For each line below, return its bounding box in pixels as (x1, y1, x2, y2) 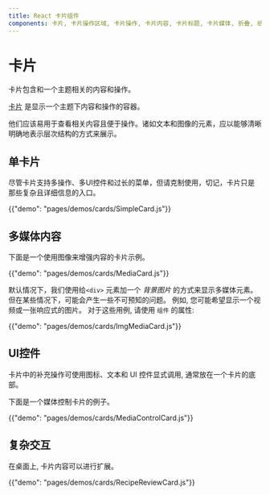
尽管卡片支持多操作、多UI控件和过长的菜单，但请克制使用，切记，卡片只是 (8, 178, 256, 188)
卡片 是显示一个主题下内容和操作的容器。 (8, 102, 145, 111)
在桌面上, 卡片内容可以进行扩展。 (8, 461, 118, 471)
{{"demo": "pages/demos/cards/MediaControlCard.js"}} (8, 413, 194, 422)
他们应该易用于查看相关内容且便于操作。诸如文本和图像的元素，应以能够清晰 (8, 119, 262, 129)
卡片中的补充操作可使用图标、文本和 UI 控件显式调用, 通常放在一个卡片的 (8, 369, 249, 379)
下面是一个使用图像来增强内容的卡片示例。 (8, 252, 149, 262)
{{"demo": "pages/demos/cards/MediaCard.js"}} (8, 268, 170, 278)
